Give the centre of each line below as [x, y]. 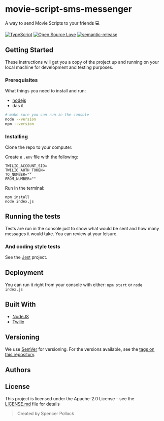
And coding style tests [33, 247]
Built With [20, 305]
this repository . [20, 354]
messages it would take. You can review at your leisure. [62, 234]
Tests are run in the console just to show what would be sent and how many [82, 228]
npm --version [20, 124]
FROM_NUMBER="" [21, 179]
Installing [16, 136]
